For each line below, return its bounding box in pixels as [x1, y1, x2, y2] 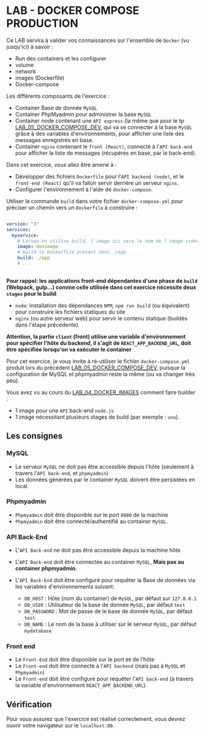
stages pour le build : [6, 290, 58, 297]
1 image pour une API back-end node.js [15, 407, 114, 414]
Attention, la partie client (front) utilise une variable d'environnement [6, 333, 186, 340]
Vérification [6, 699, 52, 710]
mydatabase [24, 628, 52, 634]
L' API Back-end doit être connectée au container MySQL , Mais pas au [15, 558, 185, 566]
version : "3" [6, 221, 39, 227]
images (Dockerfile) [15, 74, 65, 81]
